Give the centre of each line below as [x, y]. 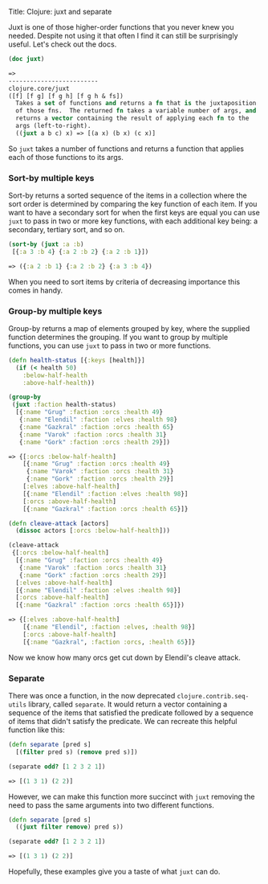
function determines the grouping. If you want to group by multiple [118, 337]
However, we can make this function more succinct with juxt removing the [132, 796]
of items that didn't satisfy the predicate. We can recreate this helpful [123, 722]
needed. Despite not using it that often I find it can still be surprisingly [123, 36]
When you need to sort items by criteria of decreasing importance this [124, 281]
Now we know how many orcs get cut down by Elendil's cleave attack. [124, 657]
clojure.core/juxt [39, 88]
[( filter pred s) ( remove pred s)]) [77, 752]
